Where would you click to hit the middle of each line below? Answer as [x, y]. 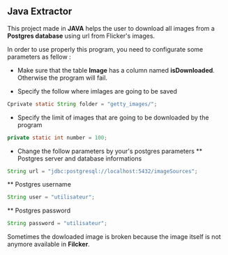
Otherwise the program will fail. [62, 78]
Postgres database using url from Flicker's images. [81, 36]
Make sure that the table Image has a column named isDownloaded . [116, 70]
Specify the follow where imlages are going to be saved [97, 91]
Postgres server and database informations [79, 158]
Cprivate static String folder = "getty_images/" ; [82, 104]
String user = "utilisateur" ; [51, 197]
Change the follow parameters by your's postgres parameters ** [110, 151]
